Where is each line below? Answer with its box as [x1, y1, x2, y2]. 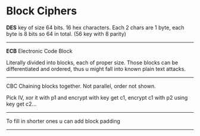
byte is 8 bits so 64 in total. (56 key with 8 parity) [6, 30, 127, 37]
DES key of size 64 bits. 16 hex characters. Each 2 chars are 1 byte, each [6, 24, 185, 31]
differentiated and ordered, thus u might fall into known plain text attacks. [6, 65, 186, 72]
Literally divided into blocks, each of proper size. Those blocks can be [6, 58, 179, 66]
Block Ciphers [6, 4, 77, 18]
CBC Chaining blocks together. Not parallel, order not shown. [6, 82, 156, 89]
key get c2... [6, 100, 37, 107]
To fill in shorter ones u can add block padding [6, 118, 120, 125]
